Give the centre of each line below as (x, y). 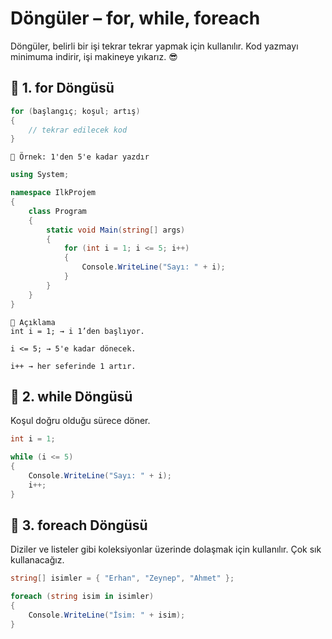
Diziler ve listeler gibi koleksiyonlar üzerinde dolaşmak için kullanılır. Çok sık (166, 549)
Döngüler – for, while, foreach (135, 18)
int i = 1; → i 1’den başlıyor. (77, 331)
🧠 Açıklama (33, 322)
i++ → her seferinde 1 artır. (73, 366)
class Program (57, 211)
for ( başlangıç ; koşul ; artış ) (75, 111)
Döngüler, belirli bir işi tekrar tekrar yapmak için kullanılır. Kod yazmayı (154, 46)
